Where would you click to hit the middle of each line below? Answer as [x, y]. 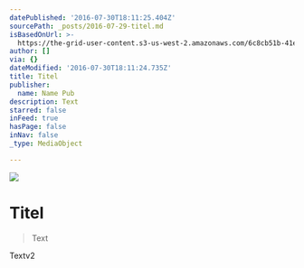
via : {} [24, 60]
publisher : [30, 85]
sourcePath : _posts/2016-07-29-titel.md [87, 26]
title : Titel [34, 77]
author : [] [30, 51]
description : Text [44, 102]
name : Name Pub [46, 93]
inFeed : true [34, 118]
